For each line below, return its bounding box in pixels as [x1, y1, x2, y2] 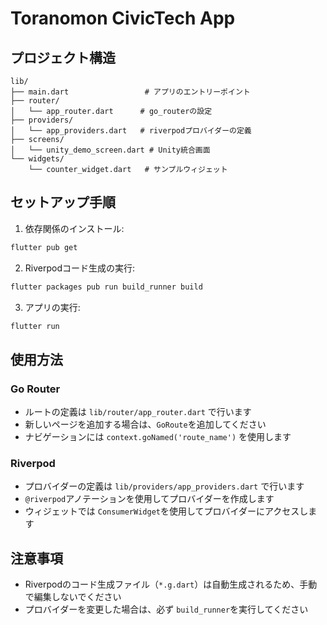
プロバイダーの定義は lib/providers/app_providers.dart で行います [24, 480, 305, 492]
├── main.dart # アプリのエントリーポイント [10, 87, 251, 97]
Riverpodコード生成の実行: [24, 262, 136, 274]
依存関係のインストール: [24, 222, 125, 234]
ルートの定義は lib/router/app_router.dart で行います [24, 406, 252, 418]
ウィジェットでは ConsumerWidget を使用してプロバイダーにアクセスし [24, 505, 309, 517]
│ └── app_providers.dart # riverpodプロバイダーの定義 [10, 126, 252, 136]
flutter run [10, 321, 60, 331]
